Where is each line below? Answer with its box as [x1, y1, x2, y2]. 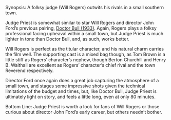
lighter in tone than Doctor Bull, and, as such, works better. [5, 36, 130, 42]
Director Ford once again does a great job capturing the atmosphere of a [5, 78, 159, 83]
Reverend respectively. [5, 67, 54, 74]
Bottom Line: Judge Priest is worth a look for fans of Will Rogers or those [5, 104, 160, 109]
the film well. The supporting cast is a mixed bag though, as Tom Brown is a [5, 51, 165, 57]
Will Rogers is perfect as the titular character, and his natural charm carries [5, 46, 164, 52]
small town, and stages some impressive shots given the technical [5, 83, 145, 89]
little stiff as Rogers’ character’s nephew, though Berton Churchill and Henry [5, 57, 166, 63]
